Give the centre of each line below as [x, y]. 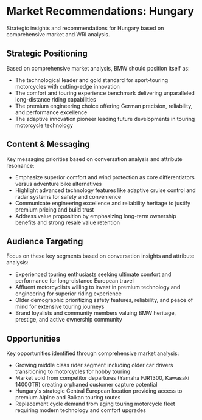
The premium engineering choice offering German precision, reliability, [104, 106]
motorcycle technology [44, 125]
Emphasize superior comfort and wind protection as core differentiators [105, 177]
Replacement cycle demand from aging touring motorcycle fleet [95, 404]
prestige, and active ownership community [69, 320]
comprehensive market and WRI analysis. [58, 34]
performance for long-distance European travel [74, 281]
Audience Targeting [45, 241]
